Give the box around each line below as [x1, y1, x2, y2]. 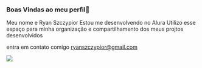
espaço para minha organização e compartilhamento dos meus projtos [6, 25, 184, 32]
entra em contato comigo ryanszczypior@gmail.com [6, 43, 138, 51]
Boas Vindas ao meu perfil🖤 [6, 5, 90, 14]
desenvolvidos [6, 32, 43, 39]
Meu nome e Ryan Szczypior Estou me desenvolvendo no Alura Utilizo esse [6, 19, 196, 26]
